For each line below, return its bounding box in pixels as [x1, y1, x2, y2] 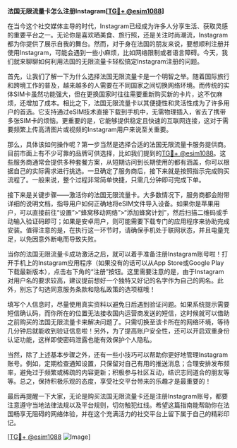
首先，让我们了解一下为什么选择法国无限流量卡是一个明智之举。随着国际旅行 [7, 72, 230, 81]
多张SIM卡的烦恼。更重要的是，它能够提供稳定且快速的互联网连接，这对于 [7, 117, 223, 124]
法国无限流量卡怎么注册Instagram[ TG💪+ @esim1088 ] [7, 7, 164, 15]
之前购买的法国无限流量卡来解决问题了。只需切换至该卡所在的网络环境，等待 [7, 318, 230, 326]
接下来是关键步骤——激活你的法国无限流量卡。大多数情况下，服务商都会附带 [7, 191, 230, 199]
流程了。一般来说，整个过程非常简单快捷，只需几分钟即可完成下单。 [7, 176, 205, 184]
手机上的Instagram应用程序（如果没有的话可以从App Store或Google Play [13, 259, 224, 267]
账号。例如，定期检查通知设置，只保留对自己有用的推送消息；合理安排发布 [7, 360, 224, 367]
